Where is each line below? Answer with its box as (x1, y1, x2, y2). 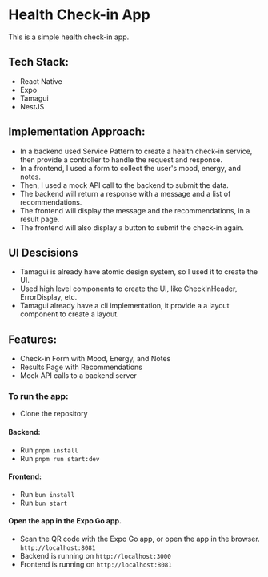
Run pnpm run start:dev (19, 453, 100, 463)
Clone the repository (19, 409, 88, 419)
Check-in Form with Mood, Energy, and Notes (19, 354, 171, 364)
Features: (8, 332, 58, 346)
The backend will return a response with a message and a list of (19, 189, 231, 198)
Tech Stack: (8, 55, 70, 69)
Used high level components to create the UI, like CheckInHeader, (19, 284, 238, 293)
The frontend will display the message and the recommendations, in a (19, 205, 250, 215)
